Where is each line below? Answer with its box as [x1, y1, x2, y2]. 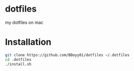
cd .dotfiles [5, 57, 32, 62]
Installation [5, 36, 52, 48]
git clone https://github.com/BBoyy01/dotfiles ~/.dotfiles [5, 53, 130, 57]
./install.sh [5, 62, 32, 67]
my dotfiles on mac [5, 19, 44, 25]
